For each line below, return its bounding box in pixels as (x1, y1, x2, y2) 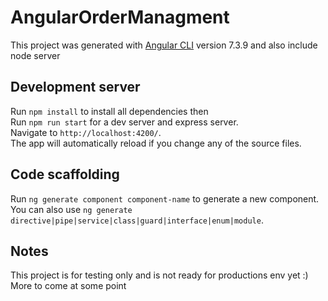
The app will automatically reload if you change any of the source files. (10, 137, 302, 149)
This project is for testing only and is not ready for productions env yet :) (10, 269, 309, 281)
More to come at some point (10, 280, 127, 292)
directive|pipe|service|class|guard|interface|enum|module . (10, 214, 264, 226)
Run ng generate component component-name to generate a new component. (10, 192, 320, 205)
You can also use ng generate (10, 203, 133, 215)
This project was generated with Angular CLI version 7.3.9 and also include (10, 39, 318, 51)
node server (10, 49, 61, 61)
